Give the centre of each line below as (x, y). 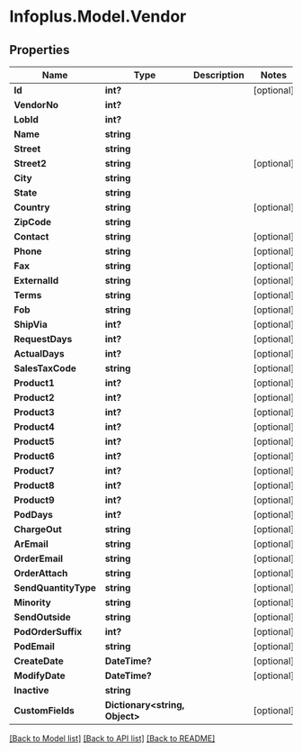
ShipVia (31, 324)
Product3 (34, 412)
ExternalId (36, 281)
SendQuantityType (55, 588)
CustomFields (44, 711)
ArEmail (31, 544)
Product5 (34, 441)
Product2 (34, 398)
